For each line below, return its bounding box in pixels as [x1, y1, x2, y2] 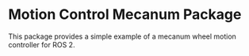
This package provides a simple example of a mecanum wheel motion [8, 32, 236, 41]
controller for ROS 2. [8, 39, 75, 49]
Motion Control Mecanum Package [8, 6, 242, 24]
